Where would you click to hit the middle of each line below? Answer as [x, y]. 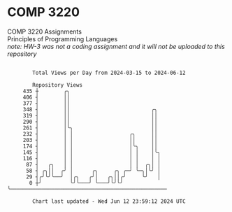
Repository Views [57, 85]
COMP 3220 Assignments [45, 31]
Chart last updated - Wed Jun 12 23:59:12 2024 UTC [109, 201]
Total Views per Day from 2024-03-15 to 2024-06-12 [109, 73]
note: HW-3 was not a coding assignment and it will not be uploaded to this [116, 46]
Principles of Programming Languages [63, 38]
